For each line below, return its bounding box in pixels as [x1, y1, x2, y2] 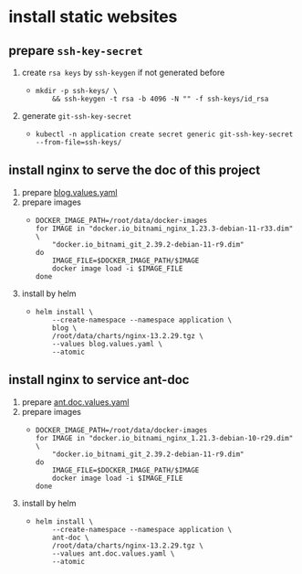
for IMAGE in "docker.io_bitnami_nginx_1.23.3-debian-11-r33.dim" [35, 224, 294, 233]
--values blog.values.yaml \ [52, 339, 163, 348]
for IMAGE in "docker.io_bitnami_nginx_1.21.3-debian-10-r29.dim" [35, 433, 294, 442]
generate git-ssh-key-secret [21, 111, 132, 121]
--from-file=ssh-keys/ [35, 138, 122, 147]
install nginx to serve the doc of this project [8, 163, 261, 178]
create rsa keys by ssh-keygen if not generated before [21, 67, 225, 78]
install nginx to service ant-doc [8, 372, 190, 388]
